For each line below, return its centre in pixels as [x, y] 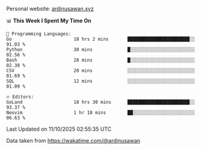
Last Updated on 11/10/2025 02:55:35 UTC [59, 129]
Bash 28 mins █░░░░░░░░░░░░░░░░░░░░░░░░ [101, 60]
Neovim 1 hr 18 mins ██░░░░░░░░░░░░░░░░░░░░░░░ [101, 113]
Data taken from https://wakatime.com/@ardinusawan [73, 141]
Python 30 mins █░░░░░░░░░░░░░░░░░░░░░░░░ [101, 50]
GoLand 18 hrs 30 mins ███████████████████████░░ [101, 102]
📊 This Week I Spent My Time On [49, 21]
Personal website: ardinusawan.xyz [50, 9]
